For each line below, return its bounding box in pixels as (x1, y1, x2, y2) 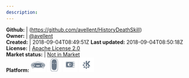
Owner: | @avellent (6, 32, 53, 39)
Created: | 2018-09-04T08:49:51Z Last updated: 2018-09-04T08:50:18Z (6, 38, 184, 45)
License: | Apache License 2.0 (6, 44, 80, 52)
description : (6, 9, 38, 15)
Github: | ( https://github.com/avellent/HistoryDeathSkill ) (6, 26, 142, 33)
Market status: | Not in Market (6, 51, 80, 58)
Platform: (6, 66, 29, 73)
